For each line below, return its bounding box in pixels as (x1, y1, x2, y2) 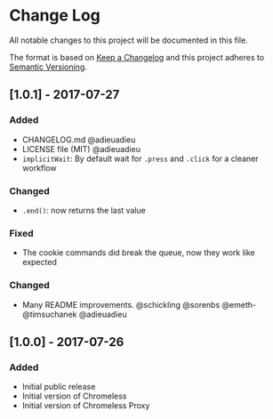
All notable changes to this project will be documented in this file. (9, 35, 249, 45)
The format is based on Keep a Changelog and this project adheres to (9, 52, 265, 62)
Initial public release (21, 382, 96, 392)
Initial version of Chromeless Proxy (21, 400, 150, 411)
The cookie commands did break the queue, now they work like (21, 247, 255, 258)
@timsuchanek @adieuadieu (21, 309, 127, 319)
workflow (21, 162, 57, 173)
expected (21, 257, 58, 268)
